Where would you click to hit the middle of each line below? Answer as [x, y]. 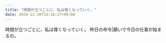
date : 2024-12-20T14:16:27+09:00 [40, 14]
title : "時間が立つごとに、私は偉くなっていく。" [51, 10]
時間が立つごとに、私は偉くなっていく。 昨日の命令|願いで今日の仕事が [79, 29]
